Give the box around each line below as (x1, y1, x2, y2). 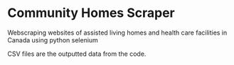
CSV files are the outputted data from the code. (7, 49, 147, 58)
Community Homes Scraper (7, 5, 176, 21)
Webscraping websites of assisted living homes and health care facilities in (7, 28, 228, 37)
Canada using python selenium (7, 35, 98, 44)
